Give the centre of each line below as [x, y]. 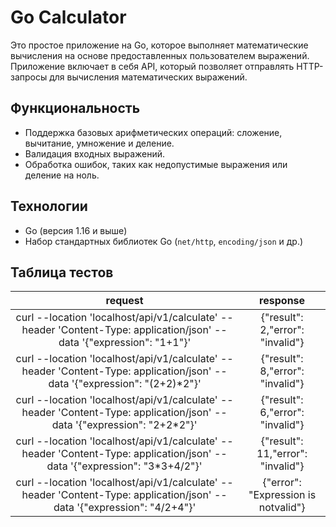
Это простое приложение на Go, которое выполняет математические [159, 45]
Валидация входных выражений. [95, 153]
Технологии [49, 206]
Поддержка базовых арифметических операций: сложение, [153, 132]
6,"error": [282, 413]
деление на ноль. [62, 175]
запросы [29, 77]
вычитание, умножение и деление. [99, 143]
